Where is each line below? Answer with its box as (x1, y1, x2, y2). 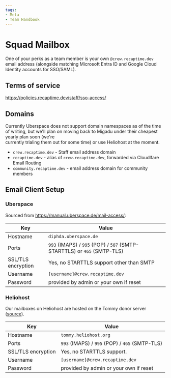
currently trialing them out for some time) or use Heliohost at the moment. (5, 139, 160, 145)
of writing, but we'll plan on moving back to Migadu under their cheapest (5, 128, 158, 134)
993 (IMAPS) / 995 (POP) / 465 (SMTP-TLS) (61, 339, 163, 346)
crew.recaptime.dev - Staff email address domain (12, 149, 116, 155)
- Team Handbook (5, 17, 40, 22)
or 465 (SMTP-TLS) (77, 247, 124, 254)
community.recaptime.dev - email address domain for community (12, 165, 148, 171)
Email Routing (12, 160, 42, 166)
